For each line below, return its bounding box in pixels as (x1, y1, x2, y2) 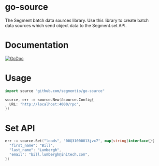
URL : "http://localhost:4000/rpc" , (9, 102, 81, 106)
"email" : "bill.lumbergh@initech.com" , (9, 152, 90, 157)
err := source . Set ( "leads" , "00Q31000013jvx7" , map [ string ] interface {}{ (5, 138, 155, 144)
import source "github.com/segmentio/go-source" (5, 89, 105, 93)
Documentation (5, 40, 69, 51)
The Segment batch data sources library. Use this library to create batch (5, 17, 149, 23)
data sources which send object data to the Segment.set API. (5, 22, 127, 28)
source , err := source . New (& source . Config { (5, 97, 94, 102)
